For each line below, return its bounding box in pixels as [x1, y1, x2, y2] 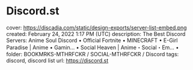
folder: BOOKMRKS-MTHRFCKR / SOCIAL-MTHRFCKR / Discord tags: [6, 50, 179, 57]
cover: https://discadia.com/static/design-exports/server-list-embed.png [6, 24, 188, 31]
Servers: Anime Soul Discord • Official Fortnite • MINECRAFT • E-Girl [6, 36, 178, 44]
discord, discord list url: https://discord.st [6, 57, 109, 64]
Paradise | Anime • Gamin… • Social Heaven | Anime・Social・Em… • [6, 44, 179, 51]
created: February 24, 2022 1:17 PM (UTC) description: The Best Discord [6, 30, 186, 37]
